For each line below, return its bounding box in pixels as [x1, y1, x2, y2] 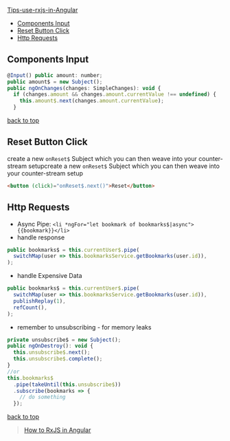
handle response [16, 233, 65, 241]
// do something [19, 394, 67, 401]
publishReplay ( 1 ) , [13, 297, 67, 305]
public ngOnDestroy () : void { [7, 343, 94, 349]
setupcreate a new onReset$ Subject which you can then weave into [28, 162, 220, 170]
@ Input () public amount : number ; [7, 72, 103, 78]
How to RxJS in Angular [23, 426, 91, 434]
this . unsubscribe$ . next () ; [13, 349, 91, 356]
